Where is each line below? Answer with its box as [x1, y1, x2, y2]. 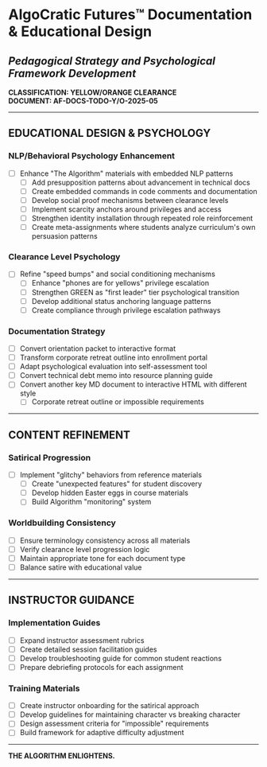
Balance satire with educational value [19, 563, 142, 572]
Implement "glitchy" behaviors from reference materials [19, 470, 203, 480]
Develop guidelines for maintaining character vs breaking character [19, 710, 241, 719]
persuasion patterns [31, 232, 98, 241]
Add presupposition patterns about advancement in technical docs [31, 177, 250, 187]
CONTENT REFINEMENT [8, 428, 131, 442]
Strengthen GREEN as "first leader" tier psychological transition [31, 287, 240, 297]
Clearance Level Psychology [8, 251, 121, 263]
